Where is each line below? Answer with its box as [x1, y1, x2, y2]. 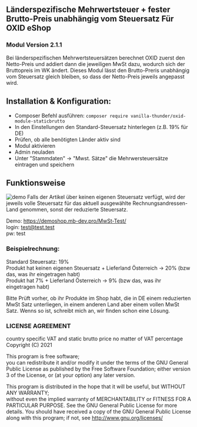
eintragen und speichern [14, 161, 75, 168]
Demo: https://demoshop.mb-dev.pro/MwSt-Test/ [6, 217, 126, 224]
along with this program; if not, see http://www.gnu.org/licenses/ [6, 414, 163, 421]
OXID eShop [6, 23, 52, 33]
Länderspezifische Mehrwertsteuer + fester [6, 5, 171, 15]
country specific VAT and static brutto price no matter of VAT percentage [6, 335, 183, 342]
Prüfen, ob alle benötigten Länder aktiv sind [14, 135, 121, 143]
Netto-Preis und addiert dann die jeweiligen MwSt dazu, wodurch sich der [6, 60, 185, 67]
